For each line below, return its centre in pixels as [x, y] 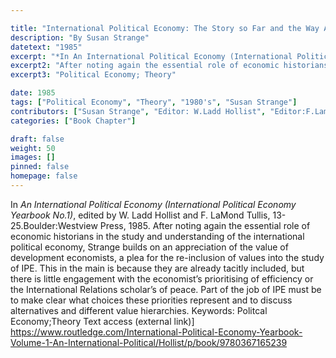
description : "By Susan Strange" [80, 37]
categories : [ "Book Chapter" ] [73, 121]
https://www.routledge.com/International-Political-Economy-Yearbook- [156, 332]
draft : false [37, 139]
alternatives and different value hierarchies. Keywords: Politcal [139, 310]
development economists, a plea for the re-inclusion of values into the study [167, 257]
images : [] [33, 157]
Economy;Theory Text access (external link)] [102, 321]
